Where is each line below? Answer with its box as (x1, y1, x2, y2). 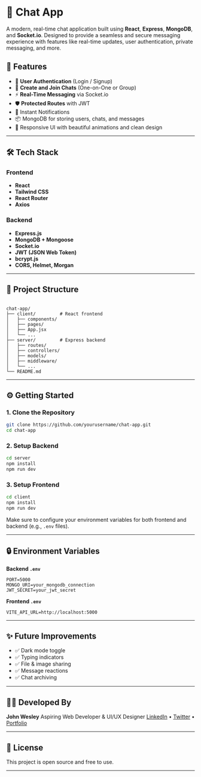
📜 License (6, 742, 44, 752)
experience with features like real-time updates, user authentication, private (6, 38, 193, 45)
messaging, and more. (6, 44, 62, 52)
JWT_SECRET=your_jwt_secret (6, 587, 77, 593)
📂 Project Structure (6, 285, 79, 295)
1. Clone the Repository (6, 408, 75, 416)
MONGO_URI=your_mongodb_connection (6, 582, 95, 588)
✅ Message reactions (14, 667, 68, 675)
